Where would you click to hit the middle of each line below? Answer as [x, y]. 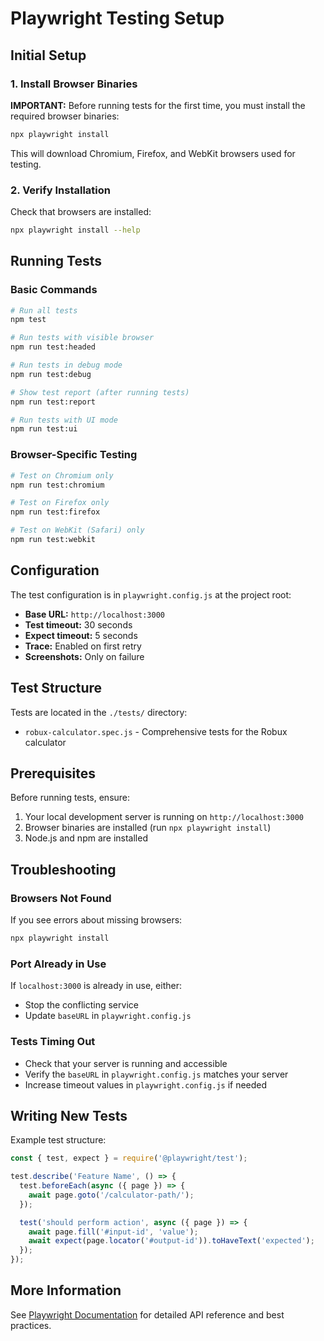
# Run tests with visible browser [82, 338]
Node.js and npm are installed [86, 838]
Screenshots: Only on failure [84, 656]
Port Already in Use [58, 964]
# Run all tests [44, 310]
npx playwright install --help [75, 230]
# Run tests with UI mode [64, 420]
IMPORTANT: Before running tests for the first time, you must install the [158, 105]
